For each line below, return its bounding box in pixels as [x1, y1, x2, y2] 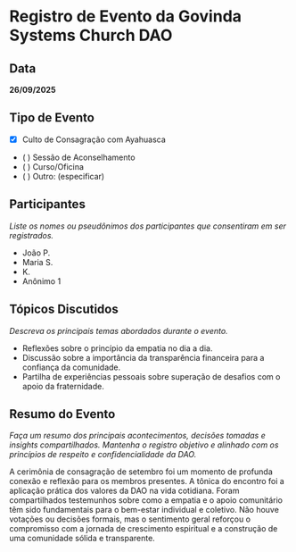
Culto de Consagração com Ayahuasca [21, 134, 167, 145]
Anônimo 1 [21, 275, 62, 287]
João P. [21, 247, 51, 258]
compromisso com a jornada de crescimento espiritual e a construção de [9, 523, 278, 534]
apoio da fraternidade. [21, 381, 104, 391]
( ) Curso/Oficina [21, 161, 85, 171]
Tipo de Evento [9, 110, 95, 126]
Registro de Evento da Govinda [9, 6, 243, 27]
